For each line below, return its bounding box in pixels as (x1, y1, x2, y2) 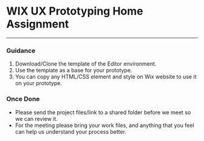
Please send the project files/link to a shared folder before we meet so (15, 108, 191, 116)
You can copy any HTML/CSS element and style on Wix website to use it (15, 73, 197, 80)
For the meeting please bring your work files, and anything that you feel (15, 122, 194, 129)
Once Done (6, 95, 40, 103)
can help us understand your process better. (15, 128, 126, 135)
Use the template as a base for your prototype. (15, 67, 132, 74)
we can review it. (15, 115, 58, 122)
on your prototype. (15, 80, 63, 87)
